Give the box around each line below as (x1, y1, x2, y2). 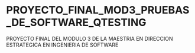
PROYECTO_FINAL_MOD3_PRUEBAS (6, 3, 190, 17)
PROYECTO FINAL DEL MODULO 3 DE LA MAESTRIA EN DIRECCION (6, 35, 173, 42)
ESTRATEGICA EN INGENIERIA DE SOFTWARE (6, 41, 119, 48)
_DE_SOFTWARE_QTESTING (6, 16, 147, 29)
